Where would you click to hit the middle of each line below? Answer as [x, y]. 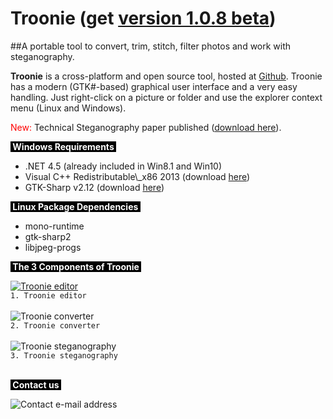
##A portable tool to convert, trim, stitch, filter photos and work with [151, 46]
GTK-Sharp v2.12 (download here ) [94, 187]
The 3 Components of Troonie [76, 266]
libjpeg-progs [53, 247]
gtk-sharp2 [48, 236]
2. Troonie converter [55, 325]
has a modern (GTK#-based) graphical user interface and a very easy [154, 86]
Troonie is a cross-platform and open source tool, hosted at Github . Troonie [166, 76]
